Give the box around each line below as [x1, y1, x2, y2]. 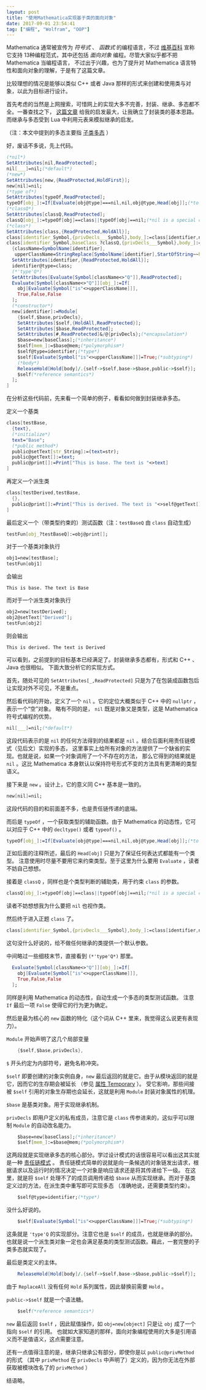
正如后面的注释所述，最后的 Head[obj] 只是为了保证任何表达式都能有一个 [6, 849, 190, 857]
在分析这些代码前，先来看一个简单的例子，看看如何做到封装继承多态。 [6, 394, 184, 402]
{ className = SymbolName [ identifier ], [12, 246, 105, 252]
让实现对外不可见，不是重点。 [6, 684, 82, 692]
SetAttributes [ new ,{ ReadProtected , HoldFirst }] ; [6, 177, 131, 183]
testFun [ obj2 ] [6, 620, 43, 627]
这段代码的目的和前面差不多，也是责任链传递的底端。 [6, 805, 141, 812]
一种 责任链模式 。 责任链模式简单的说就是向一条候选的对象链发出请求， [11, 1159, 194, 1166]
